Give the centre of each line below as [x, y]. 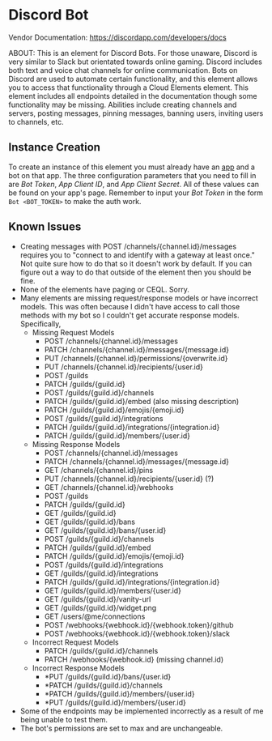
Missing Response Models [76, 444]
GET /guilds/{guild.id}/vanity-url [98, 599]
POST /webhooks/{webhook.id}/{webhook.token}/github [139, 624]
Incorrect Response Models [78, 668]
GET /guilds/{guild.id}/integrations [101, 573]
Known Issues [45, 227]
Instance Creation [55, 147]
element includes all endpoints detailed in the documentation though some [133, 96]
